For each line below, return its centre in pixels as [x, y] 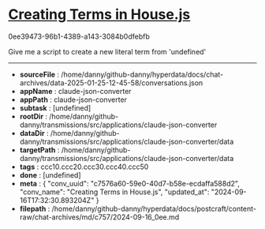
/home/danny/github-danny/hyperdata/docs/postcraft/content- [154, 208]
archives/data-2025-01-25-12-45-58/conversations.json [111, 83]
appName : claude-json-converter [75, 91]
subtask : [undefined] [55, 107]
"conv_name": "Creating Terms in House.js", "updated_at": [114, 192]
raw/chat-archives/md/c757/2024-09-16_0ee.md [99, 217]
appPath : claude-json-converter [73, 99]
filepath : [35, 208]
